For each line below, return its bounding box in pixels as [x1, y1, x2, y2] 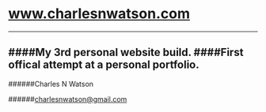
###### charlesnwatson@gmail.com [8, 94, 127, 103]
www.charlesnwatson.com [8, 5, 190, 23]
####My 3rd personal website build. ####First [8, 46, 244, 59]
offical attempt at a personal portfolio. [8, 58, 199, 72]
